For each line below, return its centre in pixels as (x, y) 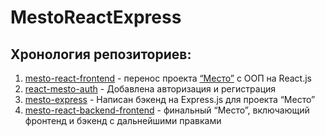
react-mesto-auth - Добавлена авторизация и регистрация (150, 89)
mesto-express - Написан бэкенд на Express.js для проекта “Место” (170, 99)
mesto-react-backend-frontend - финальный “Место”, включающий (167, 110)
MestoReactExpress (96, 17)
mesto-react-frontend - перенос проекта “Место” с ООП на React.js (168, 78)
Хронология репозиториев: (101, 54)
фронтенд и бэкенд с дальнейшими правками (123, 120)
